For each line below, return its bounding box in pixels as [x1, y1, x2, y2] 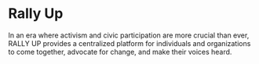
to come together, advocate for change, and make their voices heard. [8, 47, 232, 56]
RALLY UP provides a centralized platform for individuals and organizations [8, 38, 251, 48]
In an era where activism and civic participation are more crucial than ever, [8, 30, 250, 40]
